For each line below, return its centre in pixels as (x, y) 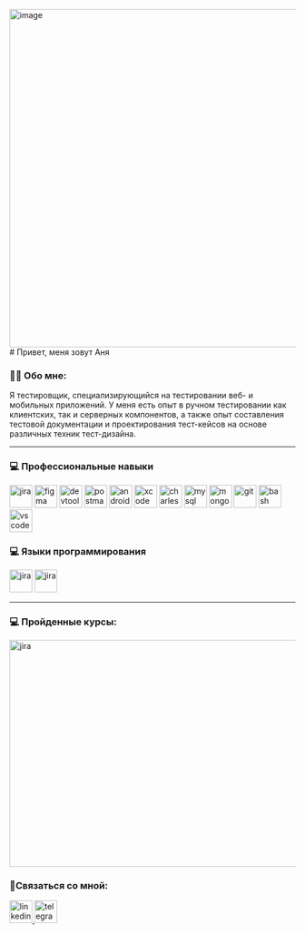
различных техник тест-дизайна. (73, 434)
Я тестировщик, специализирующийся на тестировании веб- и (132, 396)
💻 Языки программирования (78, 551)
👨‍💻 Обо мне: (38, 375)
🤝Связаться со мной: (59, 886)
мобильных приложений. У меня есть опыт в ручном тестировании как (148, 405)
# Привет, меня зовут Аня (60, 352)
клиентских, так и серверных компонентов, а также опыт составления (147, 415)
